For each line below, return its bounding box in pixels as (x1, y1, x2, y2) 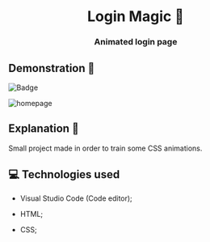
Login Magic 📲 (87, 7, 184, 26)
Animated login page (94, 36, 178, 48)
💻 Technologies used (8, 168, 120, 181)
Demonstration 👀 (8, 61, 95, 75)
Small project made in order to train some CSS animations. (8, 143, 203, 153)
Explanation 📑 (8, 121, 79, 136)
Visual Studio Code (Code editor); (19, 193, 133, 203)
